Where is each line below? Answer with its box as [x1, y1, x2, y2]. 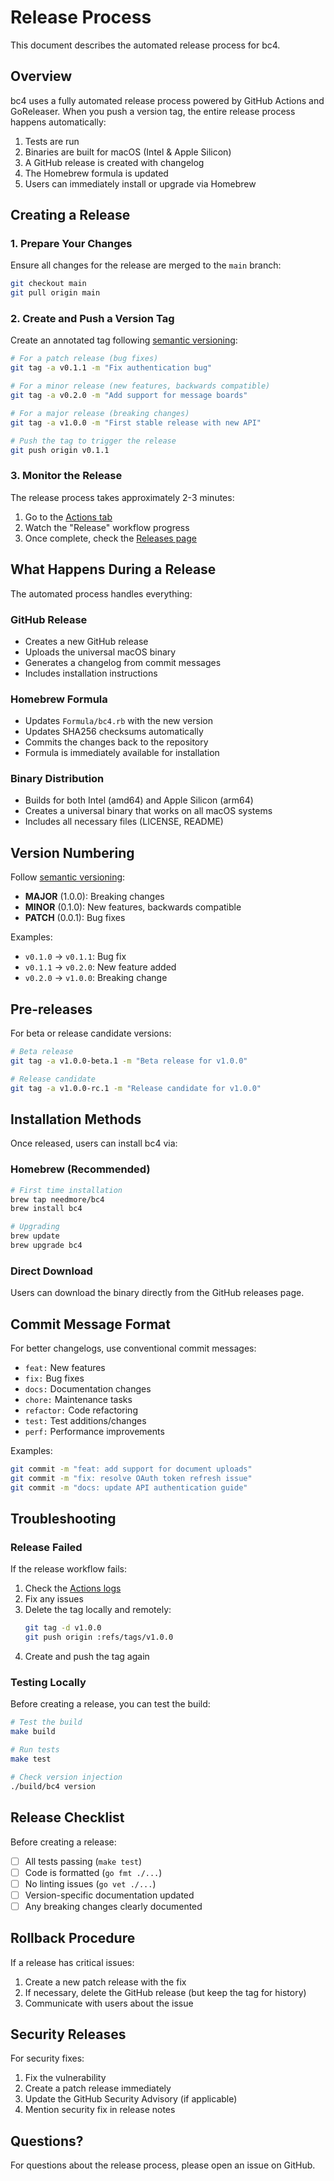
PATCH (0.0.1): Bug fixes [24, 912, 126, 924]
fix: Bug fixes [24, 1372, 85, 1385]
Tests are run [24, 135, 80, 147]
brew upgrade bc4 [10, 1241, 83, 1251]
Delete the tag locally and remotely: [24, 1604, 172, 1616]
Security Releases [10, 2026, 127, 2043]
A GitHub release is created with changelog [24, 156, 205, 168]
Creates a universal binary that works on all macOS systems [24, 805, 273, 817]
